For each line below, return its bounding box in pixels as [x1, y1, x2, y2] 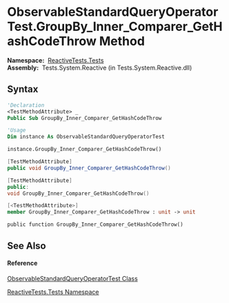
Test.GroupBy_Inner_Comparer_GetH [7, 19, 223, 34]
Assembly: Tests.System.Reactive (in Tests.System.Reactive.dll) [7, 63, 192, 72]
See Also [7, 240, 46, 251]
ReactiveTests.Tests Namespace [7, 287, 99, 296]
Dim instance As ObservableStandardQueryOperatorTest [7, 134, 166, 140]
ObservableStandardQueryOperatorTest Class [7, 274, 138, 282]
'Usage [7, 127, 26, 134]
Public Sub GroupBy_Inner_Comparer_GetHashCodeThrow [7, 114, 162, 121]
